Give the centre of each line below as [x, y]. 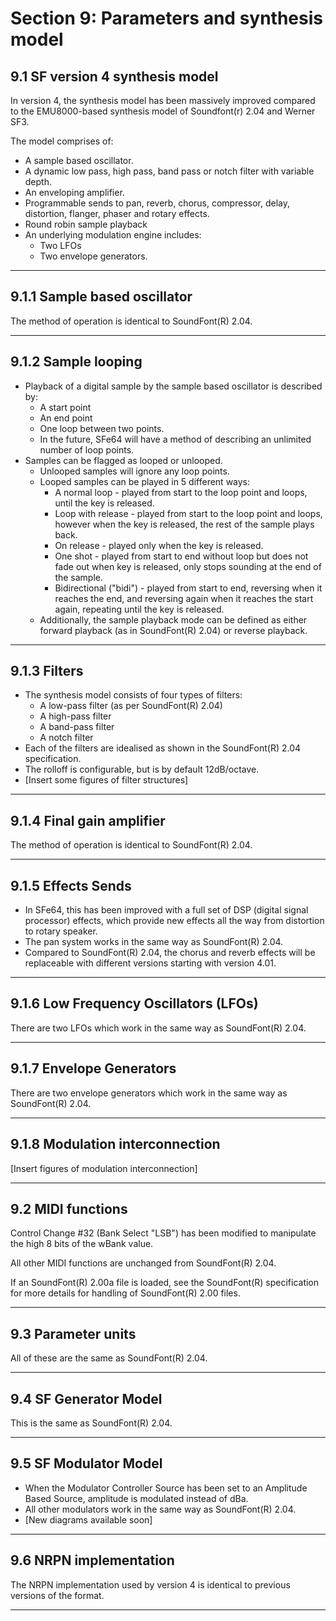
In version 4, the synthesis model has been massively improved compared [163, 100]
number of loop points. [87, 449]
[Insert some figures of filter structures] [106, 780]
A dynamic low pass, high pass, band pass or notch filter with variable [169, 171]
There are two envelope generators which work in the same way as [149, 1093]
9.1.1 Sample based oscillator [101, 297]
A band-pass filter [77, 727]
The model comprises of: [62, 141]
